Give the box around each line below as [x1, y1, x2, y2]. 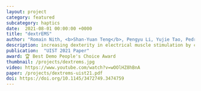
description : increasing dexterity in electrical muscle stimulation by [6, 43, 191, 48]
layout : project [6, 8, 47, 15]
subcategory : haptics [6, 20, 60, 26]
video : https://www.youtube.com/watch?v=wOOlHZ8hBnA [6, 64, 141, 71]
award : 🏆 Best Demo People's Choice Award [6, 53, 116, 59]
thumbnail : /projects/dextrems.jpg [6, 59, 95, 65]
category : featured [6, 14, 55, 20]
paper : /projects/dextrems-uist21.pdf [6, 70, 103, 76]
